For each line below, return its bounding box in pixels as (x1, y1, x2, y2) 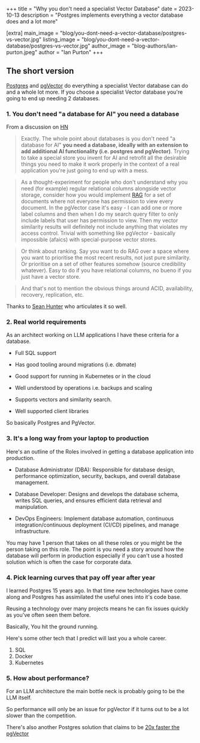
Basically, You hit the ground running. (6, 623, 99, 630)
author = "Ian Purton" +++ (38, 49, 104, 56)
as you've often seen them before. (6, 611, 91, 618)
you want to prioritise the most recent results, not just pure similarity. (20, 254, 191, 261)
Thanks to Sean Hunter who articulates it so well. (6, 303, 128, 310)
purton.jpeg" (6, 49, 38, 56)
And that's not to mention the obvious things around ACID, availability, (20, 285, 193, 292)
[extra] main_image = (6, 29, 59, 37)
